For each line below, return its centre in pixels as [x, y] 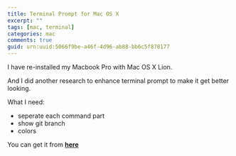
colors [27, 131]
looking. [19, 88]
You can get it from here [43, 145]
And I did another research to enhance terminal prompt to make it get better [118, 81]
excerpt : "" [25, 21]
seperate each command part [61, 116]
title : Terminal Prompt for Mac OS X [63, 14]
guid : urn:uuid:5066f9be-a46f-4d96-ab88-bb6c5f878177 [89, 47]
